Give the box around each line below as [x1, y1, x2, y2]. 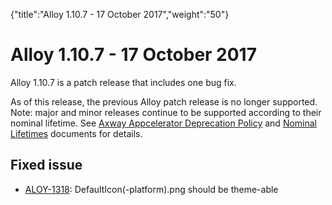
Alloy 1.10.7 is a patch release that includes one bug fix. [10, 76, 237, 88]
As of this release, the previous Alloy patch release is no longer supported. [10, 95, 318, 108]
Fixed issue [10, 157, 83, 174]
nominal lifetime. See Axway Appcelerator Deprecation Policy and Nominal [10, 117, 317, 129]
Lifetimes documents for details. [10, 127, 143, 139]
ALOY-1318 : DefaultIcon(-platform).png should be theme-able [24, 183, 279, 195]
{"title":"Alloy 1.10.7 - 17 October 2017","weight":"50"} [10, 9, 230, 20]
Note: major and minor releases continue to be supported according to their [10, 106, 322, 118]
